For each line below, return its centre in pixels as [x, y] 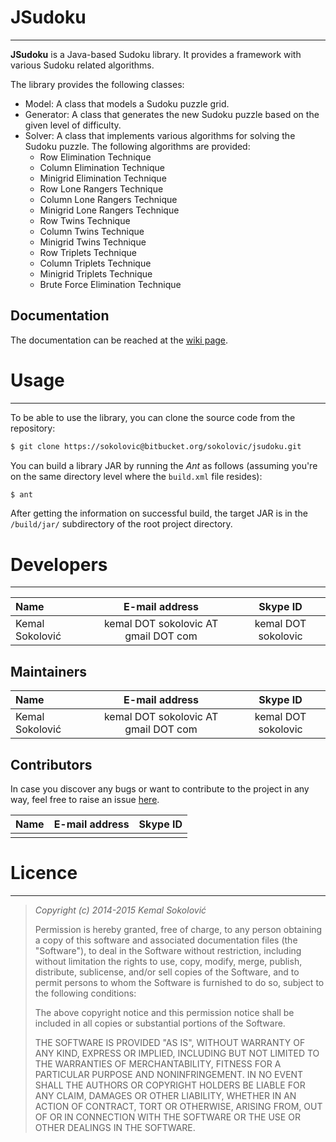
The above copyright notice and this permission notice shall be [164, 1012]
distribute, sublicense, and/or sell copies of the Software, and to [167, 972]
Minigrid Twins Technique [93, 242]
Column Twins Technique [92, 231]
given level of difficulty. [73, 125]
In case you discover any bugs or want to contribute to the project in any [160, 789]
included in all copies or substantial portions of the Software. [160, 1023]
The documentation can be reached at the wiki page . [119, 340]
